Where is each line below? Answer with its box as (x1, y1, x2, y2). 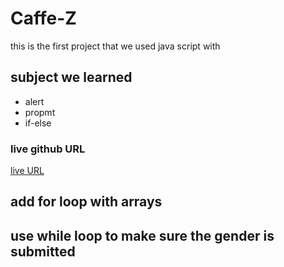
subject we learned (10, 69, 133, 86)
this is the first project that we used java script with (10, 40, 221, 52)
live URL (10, 165, 45, 177)
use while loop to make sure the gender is (10, 227, 275, 244)
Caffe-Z (10, 7, 77, 30)
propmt (24, 106, 56, 118)
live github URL (10, 142, 86, 156)
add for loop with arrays (10, 193, 163, 211)
